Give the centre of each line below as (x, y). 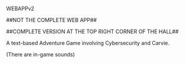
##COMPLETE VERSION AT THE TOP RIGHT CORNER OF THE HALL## (92, 31)
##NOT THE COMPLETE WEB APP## (52, 20)
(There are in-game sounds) (41, 55)
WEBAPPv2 (20, 9)
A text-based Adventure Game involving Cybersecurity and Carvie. (88, 43)
